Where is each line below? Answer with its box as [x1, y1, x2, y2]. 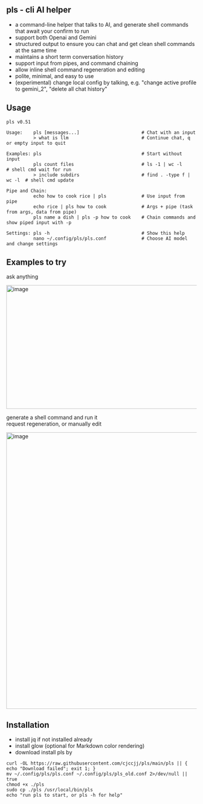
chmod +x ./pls [6, 782, 45, 788]
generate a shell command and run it [6, 414, 98, 421]
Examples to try [6, 257, 66, 268]
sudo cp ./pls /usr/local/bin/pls [6, 787, 94, 793]
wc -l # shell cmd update [6, 177, 74, 183]
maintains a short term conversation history [14, 53, 124, 60]
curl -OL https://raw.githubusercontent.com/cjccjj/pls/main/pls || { [6, 760, 188, 766]
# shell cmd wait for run [6, 166, 71, 173]
